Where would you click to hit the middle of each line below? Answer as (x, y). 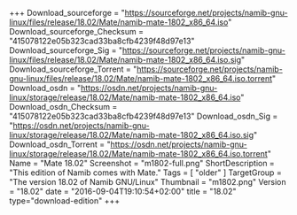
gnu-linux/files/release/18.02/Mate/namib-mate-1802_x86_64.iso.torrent (141, 78)
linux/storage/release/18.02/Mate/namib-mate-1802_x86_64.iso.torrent (138, 154)
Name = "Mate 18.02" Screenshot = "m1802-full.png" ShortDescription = (142, 163)
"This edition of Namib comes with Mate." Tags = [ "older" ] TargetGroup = (145, 173)
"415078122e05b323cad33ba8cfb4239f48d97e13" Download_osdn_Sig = (144, 116)
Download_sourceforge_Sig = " (66, 50)
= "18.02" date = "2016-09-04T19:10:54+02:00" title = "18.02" (123, 191)
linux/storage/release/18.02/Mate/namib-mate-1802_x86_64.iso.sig (132, 135)
